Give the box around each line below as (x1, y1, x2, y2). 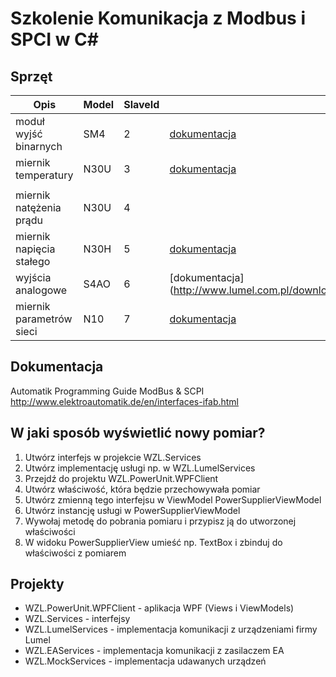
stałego (15, 255, 51, 268)
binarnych (15, 140, 63, 153)
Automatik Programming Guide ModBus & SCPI (10, 385, 205, 397)
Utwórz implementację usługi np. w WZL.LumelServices (24, 462, 256, 474)
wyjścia (15, 271, 52, 284)
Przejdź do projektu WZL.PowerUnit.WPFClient (24, 472, 219, 484)
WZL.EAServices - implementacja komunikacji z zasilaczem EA (24, 645, 285, 657)
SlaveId (123, 98, 160, 111)
